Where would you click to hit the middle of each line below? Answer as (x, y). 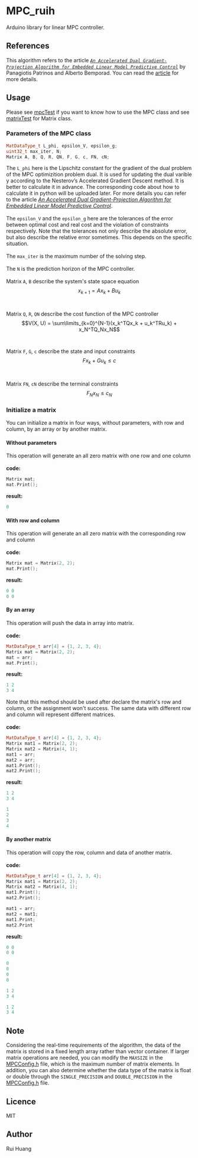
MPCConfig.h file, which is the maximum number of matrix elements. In (93, 1064)
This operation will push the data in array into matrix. (70, 623)
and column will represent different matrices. (61, 714)
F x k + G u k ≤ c (99, 361)
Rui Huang (19, 1149)
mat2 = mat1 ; (22, 914)
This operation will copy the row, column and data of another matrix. (89, 852)
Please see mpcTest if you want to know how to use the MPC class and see (98, 112)
